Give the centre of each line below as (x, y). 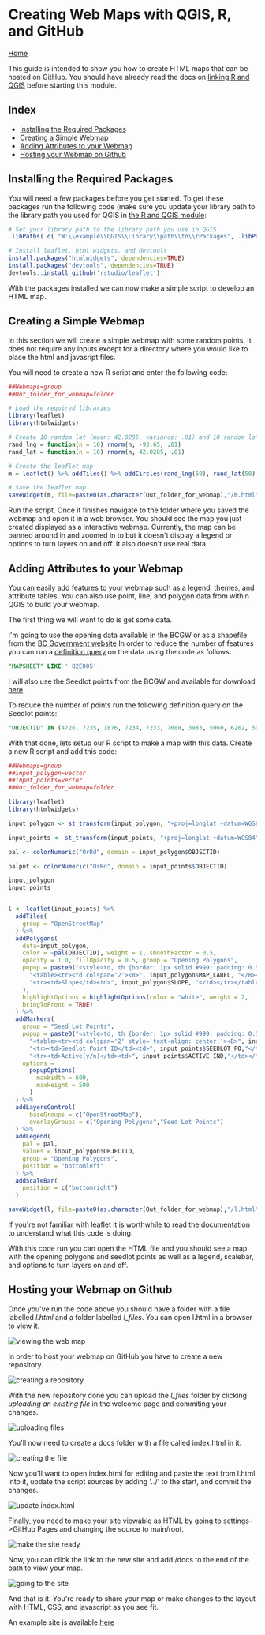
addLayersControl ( (46, 1107)
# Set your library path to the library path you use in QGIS (112, 229)
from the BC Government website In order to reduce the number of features (131, 643)
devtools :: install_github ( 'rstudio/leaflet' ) (84, 273)
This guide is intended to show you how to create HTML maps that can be (128, 68)
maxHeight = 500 (63, 1086)
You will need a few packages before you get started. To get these (116, 198)
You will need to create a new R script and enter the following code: (118, 372)
